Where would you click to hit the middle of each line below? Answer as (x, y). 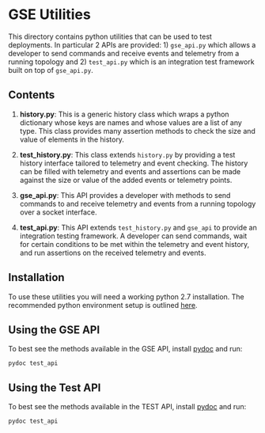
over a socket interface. (58, 212)
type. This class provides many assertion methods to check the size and (137, 131)
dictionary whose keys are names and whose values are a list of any (131, 122)
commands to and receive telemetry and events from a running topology (138, 203)
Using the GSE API (54, 330)
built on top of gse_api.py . (51, 70)
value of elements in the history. (72, 139)
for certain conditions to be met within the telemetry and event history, (134, 244)
